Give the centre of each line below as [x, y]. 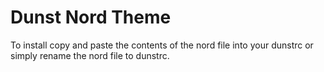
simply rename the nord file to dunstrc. [90, 55]
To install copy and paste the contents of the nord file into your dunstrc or [162, 45]
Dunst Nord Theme [91, 17]
